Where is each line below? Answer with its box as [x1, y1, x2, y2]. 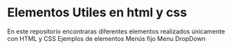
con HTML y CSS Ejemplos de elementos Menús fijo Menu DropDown [7, 34, 206, 42]
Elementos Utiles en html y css [7, 5, 187, 20]
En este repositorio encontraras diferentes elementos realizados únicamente [7, 27, 225, 35]
